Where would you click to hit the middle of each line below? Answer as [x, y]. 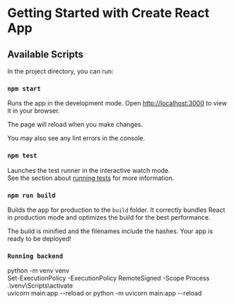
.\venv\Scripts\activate [40, 286]
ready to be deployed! [40, 238]
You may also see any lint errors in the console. [76, 138]
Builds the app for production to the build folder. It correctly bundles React [116, 210]
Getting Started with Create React [109, 13]
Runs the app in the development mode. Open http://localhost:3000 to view [117, 103]
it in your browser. [34, 111]
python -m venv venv [38, 271]
